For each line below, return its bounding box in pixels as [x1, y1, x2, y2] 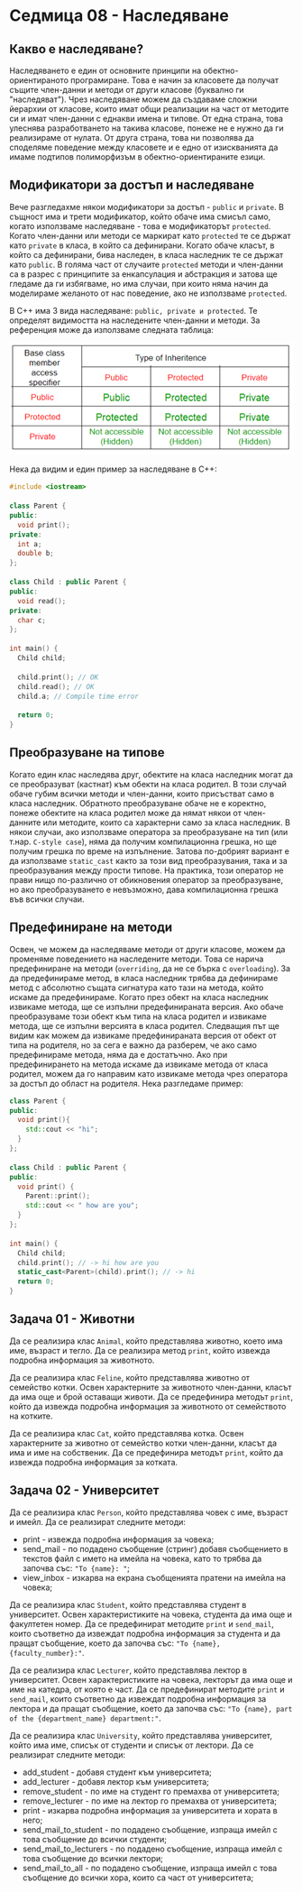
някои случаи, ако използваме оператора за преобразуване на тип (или [9, 826, 288, 837]
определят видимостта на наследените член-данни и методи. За [9, 315, 261, 326]
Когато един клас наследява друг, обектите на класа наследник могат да [9, 768, 294, 780]
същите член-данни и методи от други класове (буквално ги [9, 85, 245, 95]
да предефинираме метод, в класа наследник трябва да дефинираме [9, 972, 279, 983]
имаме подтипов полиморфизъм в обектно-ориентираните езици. [9, 152, 266, 162]
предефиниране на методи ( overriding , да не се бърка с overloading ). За [9, 962, 291, 974]
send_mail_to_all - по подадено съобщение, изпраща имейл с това [22, 1862, 278, 1873]
